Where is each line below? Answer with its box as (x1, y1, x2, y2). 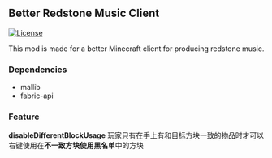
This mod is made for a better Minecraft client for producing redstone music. (8, 44, 265, 53)
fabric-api (19, 91, 54, 100)
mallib (19, 83, 41, 92)
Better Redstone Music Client (8, 6, 160, 20)
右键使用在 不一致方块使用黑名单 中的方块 (8, 141, 144, 151)
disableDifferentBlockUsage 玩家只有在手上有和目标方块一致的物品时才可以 (8, 130, 264, 140)
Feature (8, 111, 40, 122)
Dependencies (8, 64, 67, 75)
